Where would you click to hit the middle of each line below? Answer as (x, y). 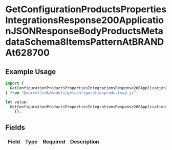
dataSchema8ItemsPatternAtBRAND (85, 42)
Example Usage (31, 72)
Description (85, 142)
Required (54, 142)
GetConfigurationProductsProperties (86, 9)
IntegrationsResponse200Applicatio (84, 20)
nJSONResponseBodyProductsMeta (84, 31)
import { (15, 83)
